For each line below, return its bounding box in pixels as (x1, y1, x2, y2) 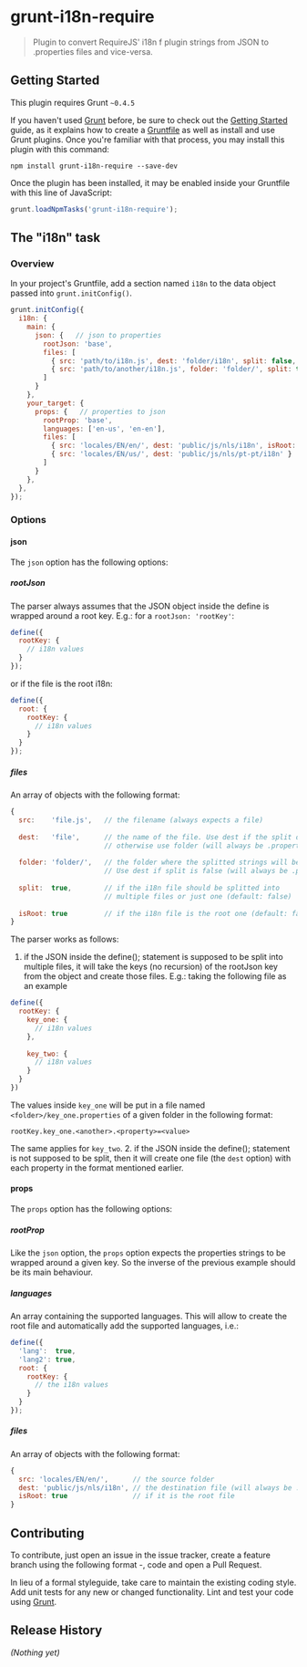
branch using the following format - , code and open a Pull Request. (10, 1559, 262, 1570)
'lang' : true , (18, 1346, 77, 1356)
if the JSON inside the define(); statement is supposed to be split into (23, 952, 283, 963)
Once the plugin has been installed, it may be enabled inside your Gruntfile (10, 177, 291, 188)
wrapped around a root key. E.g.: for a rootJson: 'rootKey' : (10, 609, 235, 621)
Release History (10, 1622, 103, 1639)
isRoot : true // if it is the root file (18, 1492, 235, 1501)
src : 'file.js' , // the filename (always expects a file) (18, 815, 263, 825)
